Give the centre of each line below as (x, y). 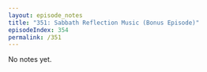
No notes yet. (30, 59)
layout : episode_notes (45, 15)
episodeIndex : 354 (38, 30)
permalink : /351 (35, 37)
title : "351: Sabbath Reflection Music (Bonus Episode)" (104, 23)
